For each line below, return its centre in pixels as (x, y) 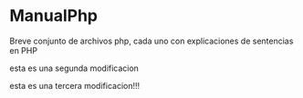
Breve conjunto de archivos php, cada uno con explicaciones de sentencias (151, 41)
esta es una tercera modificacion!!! (75, 85)
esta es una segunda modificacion (74, 68)
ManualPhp (54, 16)
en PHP (24, 50)
